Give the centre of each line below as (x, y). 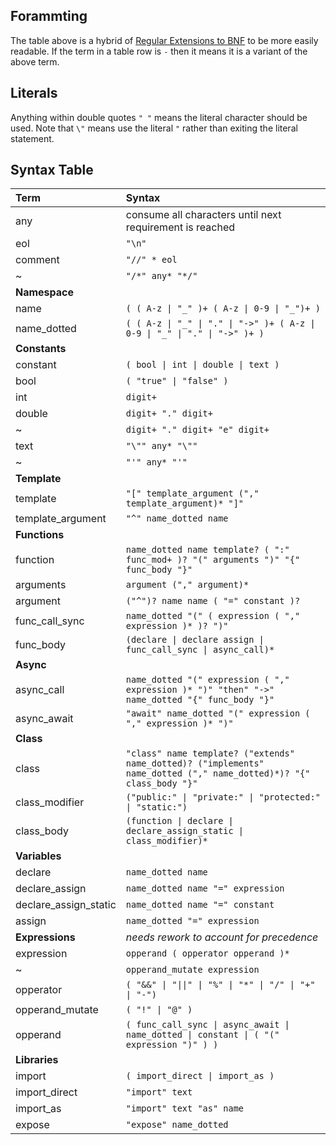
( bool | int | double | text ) (202, 365)
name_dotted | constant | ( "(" (202, 1035)
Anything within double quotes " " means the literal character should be (159, 117)
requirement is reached (180, 227)
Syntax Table (52, 170)
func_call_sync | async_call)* (200, 650)
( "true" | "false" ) (177, 381)
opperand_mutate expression (192, 970)
